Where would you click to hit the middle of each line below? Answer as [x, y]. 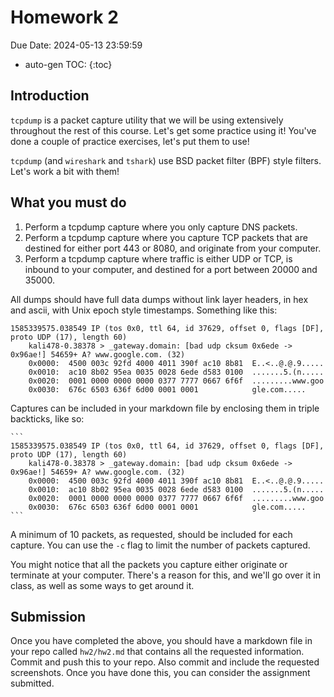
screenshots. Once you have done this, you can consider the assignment [160, 673]
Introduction [50, 96]
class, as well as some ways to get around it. [102, 585]
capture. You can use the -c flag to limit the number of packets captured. [160, 545]
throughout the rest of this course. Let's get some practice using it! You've [163, 130]
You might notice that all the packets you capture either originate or [149, 564]
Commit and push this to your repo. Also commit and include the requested [165, 662]
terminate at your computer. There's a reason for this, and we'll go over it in [166, 575]
